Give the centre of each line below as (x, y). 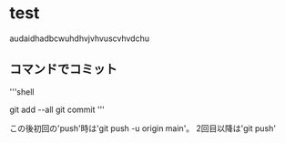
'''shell (22, 92)
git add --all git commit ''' (57, 109)
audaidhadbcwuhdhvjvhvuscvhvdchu (80, 38)
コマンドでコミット (63, 70)
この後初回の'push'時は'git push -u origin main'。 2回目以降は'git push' (142, 128)
